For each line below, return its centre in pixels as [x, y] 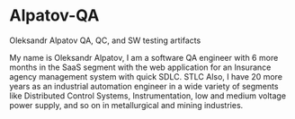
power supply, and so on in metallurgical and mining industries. [126, 105]
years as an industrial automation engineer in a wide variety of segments [144, 86]
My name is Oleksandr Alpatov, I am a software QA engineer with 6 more [144, 57]
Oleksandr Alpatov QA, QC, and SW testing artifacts [105, 40]
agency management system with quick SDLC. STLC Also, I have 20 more [146, 76]
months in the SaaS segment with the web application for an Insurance [140, 67]
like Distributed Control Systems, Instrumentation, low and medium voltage [147, 96]
